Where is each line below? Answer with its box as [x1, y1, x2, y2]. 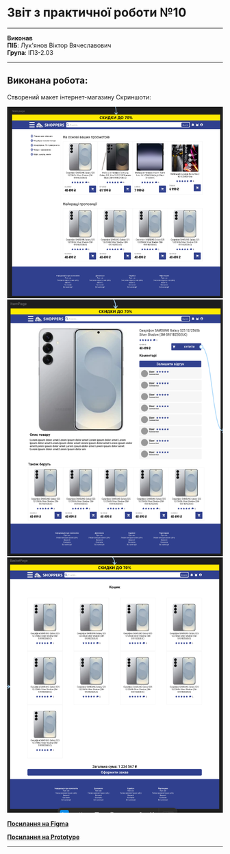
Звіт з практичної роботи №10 [7, 5, 187, 21]
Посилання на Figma [7, 820, 69, 828]
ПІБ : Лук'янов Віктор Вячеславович [7, 41, 112, 49]
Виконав [7, 34, 33, 42]
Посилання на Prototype [7, 833, 80, 841]
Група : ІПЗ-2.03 [7, 48, 53, 56]
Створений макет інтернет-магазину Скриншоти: [7, 93, 152, 101]
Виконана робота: [7, 75, 88, 86]
